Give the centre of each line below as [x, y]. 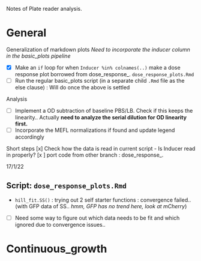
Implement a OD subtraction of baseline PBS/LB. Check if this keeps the [104, 111]
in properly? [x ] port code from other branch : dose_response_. [85, 155]
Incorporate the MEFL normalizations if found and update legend [95, 130]
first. [21, 124]
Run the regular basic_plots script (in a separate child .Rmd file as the [100, 81]
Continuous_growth [57, 249]
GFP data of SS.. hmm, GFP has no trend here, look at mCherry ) [108, 206]
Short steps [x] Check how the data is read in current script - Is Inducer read [101, 149]
